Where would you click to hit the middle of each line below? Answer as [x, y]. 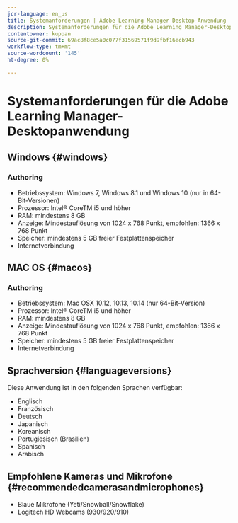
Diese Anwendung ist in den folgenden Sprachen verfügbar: [95, 388]
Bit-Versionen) [39, 200]
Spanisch [31, 447]
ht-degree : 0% [28, 60]
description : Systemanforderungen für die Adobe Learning [95, 27]
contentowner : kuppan [39, 34]
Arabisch [31, 454]
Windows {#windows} [58, 157]
